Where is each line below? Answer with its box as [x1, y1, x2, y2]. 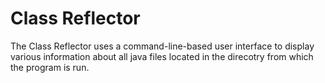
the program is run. [10, 61, 90, 73]
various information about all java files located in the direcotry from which [10, 50, 314, 62]
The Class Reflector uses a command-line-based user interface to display [10, 40, 315, 52]
